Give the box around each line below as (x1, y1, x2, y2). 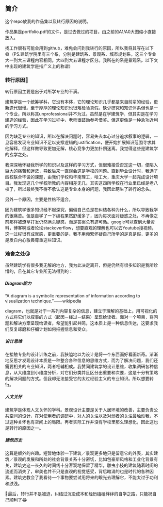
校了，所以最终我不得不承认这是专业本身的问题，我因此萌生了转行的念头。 (5, 186, 154, 192)
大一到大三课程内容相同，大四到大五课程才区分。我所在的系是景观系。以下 (5, 57, 154, 63)
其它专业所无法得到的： (26, 268, 73, 274)
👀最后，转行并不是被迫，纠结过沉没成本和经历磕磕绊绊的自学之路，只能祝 (5, 491, 153, 497)
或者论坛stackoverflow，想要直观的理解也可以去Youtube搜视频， (26, 225, 156, 231)
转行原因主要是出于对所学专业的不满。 (5, 89, 81, 95)
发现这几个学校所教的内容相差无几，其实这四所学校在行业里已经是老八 (17, 180, 158, 186)
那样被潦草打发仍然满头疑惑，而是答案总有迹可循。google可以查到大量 (9, 219, 151, 225)
